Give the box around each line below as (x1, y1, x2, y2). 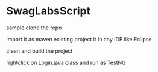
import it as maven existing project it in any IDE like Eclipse (6, 35, 152, 43)
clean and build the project (6, 47, 73, 55)
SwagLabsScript (6, 4, 91, 18)
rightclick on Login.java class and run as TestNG (6, 59, 126, 66)
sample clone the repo (6, 24, 62, 31)
